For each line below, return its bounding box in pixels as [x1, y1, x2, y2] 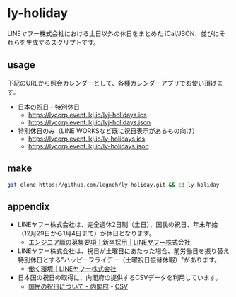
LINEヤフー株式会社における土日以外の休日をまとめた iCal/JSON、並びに [7, 29, 220, 37]
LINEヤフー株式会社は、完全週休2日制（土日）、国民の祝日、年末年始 [17, 221, 218, 229]
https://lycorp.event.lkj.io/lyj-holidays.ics [28, 110, 147, 119]
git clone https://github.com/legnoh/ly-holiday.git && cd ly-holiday [7, 181, 220, 188]
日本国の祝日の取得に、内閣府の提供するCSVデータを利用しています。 [17, 274, 222, 282]
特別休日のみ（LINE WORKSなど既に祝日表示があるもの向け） [17, 126, 199, 135]
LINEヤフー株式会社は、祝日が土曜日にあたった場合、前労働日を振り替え [17, 247, 230, 255]
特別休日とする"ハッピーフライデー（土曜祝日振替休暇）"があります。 [17, 256, 221, 264]
